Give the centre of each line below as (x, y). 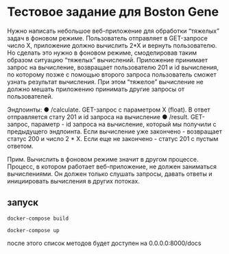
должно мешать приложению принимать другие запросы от (96, 89)
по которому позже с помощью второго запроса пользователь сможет (112, 74)
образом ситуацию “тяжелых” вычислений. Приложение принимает (107, 60)
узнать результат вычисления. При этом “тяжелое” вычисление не (105, 81)
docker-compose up (33, 230)
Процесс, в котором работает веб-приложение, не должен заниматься (112, 166)
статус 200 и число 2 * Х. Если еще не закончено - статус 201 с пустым (113, 138)
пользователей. (30, 96)
